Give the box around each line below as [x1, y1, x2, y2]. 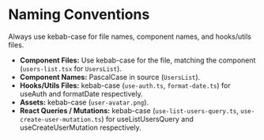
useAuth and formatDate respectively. [19, 89, 144, 98]
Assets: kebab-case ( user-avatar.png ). [19, 97, 149, 107]
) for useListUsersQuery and [101, 114, 194, 123]
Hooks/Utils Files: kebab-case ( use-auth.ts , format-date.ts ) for [19, 81, 231, 90]
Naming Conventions [8, 6, 150, 24]
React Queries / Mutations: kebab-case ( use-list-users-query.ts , [19, 105, 239, 115]
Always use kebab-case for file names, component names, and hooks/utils [8, 32, 251, 41]
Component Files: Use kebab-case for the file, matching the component [19, 55, 256, 65]
